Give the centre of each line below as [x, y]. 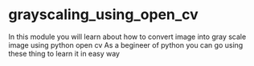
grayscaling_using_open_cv [103, 15]
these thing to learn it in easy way [64, 53]
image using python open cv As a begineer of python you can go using [126, 45]
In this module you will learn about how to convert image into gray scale [127, 37]
